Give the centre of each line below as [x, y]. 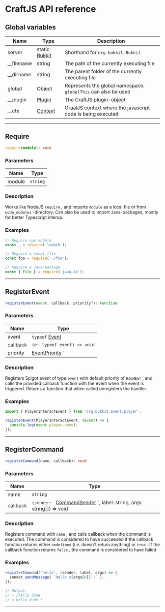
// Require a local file [30, 254]
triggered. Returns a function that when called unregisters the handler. [76, 389]
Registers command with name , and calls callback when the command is [78, 534]
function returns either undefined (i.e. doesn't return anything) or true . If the [82, 545]
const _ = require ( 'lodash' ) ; [36, 245]
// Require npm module [28, 240]
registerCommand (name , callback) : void [46, 461]
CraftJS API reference [51, 9]
